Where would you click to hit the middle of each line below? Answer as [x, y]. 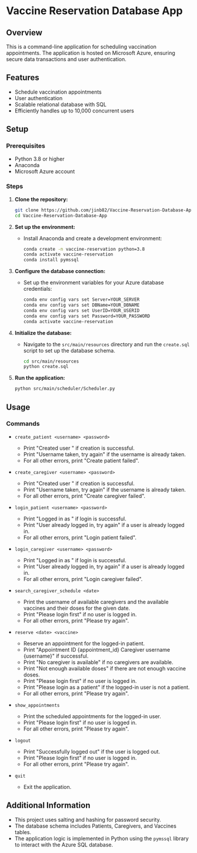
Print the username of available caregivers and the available [96, 602]
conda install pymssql [51, 260]
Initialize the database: [43, 333]
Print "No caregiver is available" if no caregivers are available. [98, 662]
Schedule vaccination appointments [58, 92]
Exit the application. [47, 786]
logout [23, 741]
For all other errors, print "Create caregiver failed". [84, 496]
